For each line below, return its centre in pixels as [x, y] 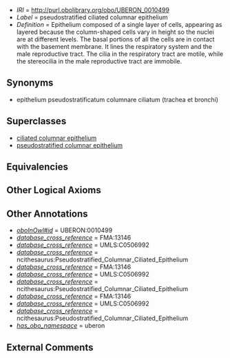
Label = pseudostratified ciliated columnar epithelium [92, 17]
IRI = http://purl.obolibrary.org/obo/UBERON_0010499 [93, 10]
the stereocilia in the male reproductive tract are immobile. [99, 61]
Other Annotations [47, 213]
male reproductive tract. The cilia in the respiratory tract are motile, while [120, 54]
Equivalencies [37, 167]
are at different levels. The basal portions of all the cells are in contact [115, 39]
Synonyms [30, 83]
